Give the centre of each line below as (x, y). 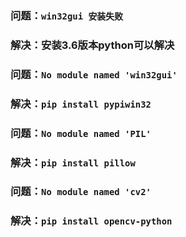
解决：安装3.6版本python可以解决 (92, 45)
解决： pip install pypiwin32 (81, 104)
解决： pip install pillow (73, 162)
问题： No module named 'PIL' (81, 133)
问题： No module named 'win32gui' (94, 74)
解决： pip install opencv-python (91, 221)
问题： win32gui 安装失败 (67, 15)
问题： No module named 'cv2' (81, 192)
